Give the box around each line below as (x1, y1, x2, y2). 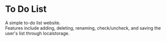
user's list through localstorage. (5, 30, 70, 36)
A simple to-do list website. (5, 20, 61, 26)
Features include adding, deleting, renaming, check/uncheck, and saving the (5, 25, 161, 31)
